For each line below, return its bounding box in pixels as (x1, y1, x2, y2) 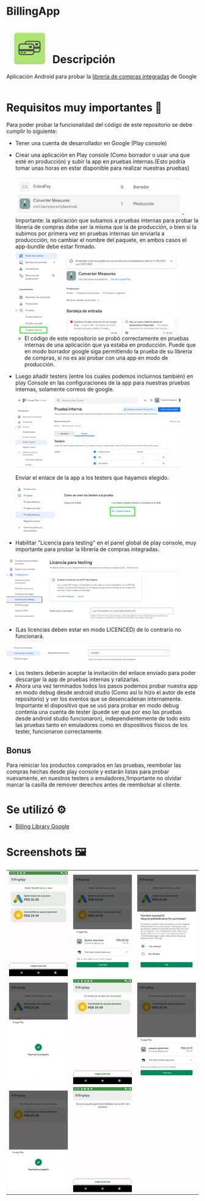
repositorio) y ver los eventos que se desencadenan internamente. (15, 695, 182, 702)
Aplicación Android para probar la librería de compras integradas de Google (6, 72, 197, 80)
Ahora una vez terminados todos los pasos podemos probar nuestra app (15, 682, 198, 690)
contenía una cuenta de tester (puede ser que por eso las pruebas (15, 708, 182, 715)
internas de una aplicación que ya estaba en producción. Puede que (24, 341, 196, 348)
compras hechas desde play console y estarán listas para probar (6, 768, 170, 775)
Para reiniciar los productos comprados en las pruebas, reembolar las (6, 761, 182, 769)
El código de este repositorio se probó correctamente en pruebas (24, 335, 189, 342)
